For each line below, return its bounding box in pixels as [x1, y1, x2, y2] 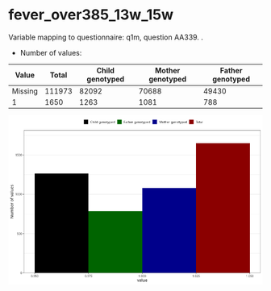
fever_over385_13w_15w [8, 6, 174, 24]
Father [219, 66, 243, 76]
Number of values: [19, 48, 82, 57]
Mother [154, 66, 181, 76]
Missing [11, 86, 39, 96]
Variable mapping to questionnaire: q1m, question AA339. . [8, 32, 204, 42]
